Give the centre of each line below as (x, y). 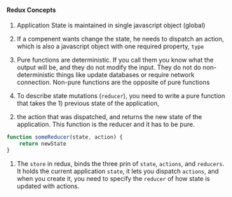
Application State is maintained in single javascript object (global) (111, 25)
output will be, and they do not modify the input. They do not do (109, 67)
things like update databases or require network (125, 75)
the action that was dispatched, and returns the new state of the (109, 117)
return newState (43, 144)
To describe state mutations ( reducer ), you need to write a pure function (121, 96)
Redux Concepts (32, 10)
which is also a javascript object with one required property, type (110, 46)
